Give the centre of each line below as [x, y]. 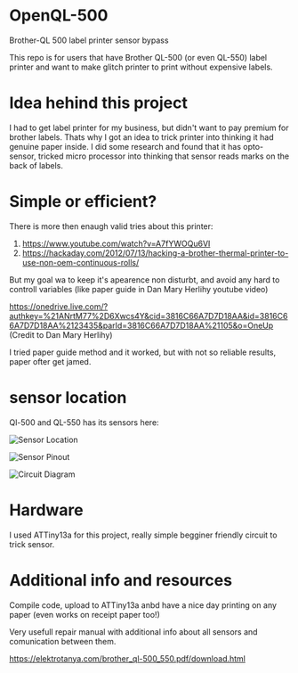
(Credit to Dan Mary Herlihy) [61, 334]
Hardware [46, 510]
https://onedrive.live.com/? [59, 306]
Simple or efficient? [83, 202]
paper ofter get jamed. [50, 361]
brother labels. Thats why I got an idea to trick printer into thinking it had [141, 137]
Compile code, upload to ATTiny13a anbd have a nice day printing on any [143, 605]
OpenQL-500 [59, 16]
